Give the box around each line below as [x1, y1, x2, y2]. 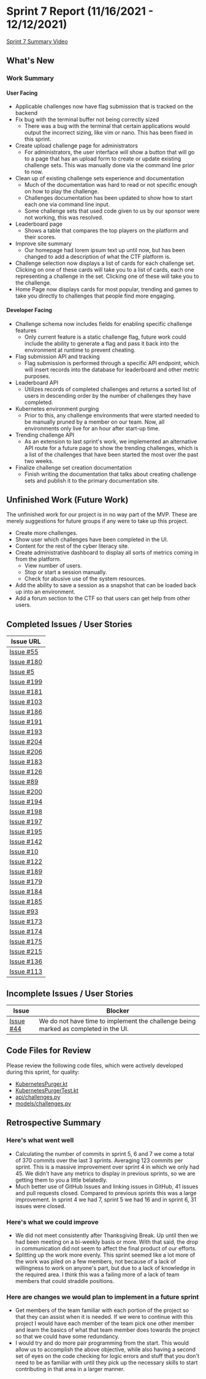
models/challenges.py [15, 1099, 72, 1107]
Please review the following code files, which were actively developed [6, 1062, 183, 1069]
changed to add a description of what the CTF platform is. [24, 253, 171, 261]
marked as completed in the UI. [39, 1025, 129, 1033]
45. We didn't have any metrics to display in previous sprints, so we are [15, 1169, 196, 1177]
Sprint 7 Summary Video [6, 38, 69, 45]
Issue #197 [9, 818, 43, 826]
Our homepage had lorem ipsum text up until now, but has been [24, 247, 185, 254]
